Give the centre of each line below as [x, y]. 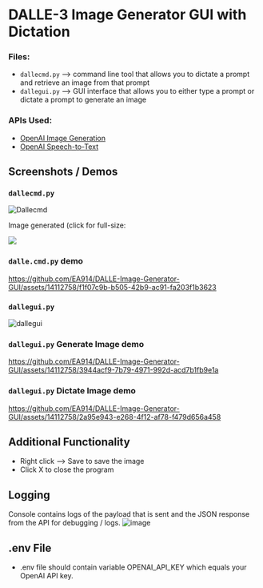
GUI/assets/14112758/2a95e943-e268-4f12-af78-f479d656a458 [115, 417]
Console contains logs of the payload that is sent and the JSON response [129, 514]
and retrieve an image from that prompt [85, 83]
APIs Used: [30, 120]
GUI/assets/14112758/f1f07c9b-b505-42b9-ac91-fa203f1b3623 [113, 287]
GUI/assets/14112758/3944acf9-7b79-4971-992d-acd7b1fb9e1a [114, 370]
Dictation [39, 32]
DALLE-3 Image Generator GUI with [128, 15]
